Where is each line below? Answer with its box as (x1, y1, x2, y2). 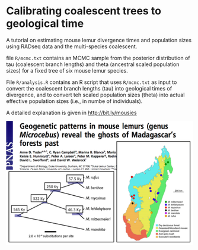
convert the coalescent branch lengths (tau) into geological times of (6, 85, 173, 92)
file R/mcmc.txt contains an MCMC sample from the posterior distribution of (6, 54, 190, 61)
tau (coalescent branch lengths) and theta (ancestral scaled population (6, 61, 180, 68)
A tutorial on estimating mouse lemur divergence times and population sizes (6, 36, 191, 43)
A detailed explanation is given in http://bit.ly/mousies (6, 109, 138, 116)
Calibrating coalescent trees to (6, 4, 162, 18)
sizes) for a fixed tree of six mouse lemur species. (6, 67, 129, 74)
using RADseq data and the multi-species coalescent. (6, 43, 138, 50)
